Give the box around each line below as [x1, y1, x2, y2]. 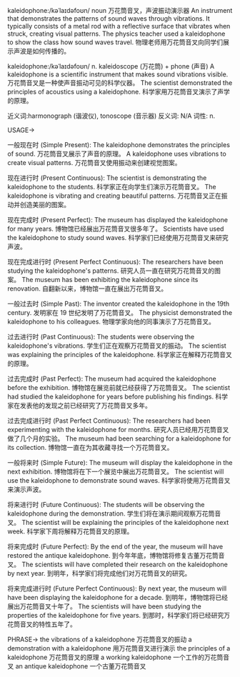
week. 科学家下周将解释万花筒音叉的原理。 [7, 527, 134, 536]
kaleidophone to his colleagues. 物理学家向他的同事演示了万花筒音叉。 [7, 317, 216, 326]
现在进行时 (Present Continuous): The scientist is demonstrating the [7, 174, 207, 182]
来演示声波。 [7, 485, 45, 493]
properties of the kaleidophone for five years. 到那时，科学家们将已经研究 [7, 611, 224, 619]
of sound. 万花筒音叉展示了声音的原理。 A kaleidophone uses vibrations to [7, 149, 226, 158]
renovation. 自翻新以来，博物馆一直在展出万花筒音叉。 [7, 284, 168, 293]
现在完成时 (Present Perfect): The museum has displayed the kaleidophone [7, 216, 229, 224]
